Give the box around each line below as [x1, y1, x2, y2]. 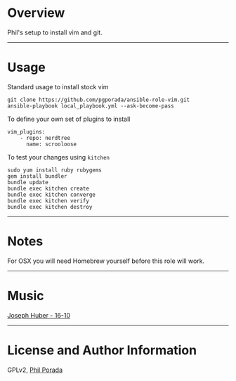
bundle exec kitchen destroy [7, 203, 93, 210]
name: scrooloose [25, 141, 77, 148]
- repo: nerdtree [20, 134, 71, 141]
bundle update [7, 179, 49, 186]
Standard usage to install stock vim [7, 82, 109, 91]
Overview [7, 5, 65, 21]
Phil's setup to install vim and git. [7, 28, 103, 37]
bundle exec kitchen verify [7, 197, 90, 205]
